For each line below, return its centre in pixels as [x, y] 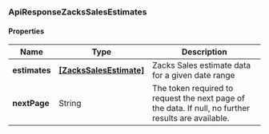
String [70, 104]
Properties [26, 31]
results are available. [191, 118]
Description [204, 52]
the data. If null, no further [201, 108]
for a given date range [193, 76]
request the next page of [199, 98]
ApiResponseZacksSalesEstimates [78, 12]
